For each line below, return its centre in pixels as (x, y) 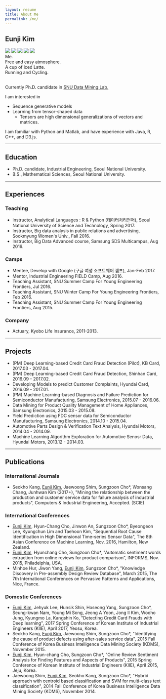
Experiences (25, 194)
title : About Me (22, 14)
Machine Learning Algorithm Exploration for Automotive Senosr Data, (83, 437)
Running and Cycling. (27, 73)
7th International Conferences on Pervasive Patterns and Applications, (84, 579)
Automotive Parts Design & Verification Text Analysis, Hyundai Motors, (84, 426)
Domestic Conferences (33, 597)
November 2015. (29, 650)
